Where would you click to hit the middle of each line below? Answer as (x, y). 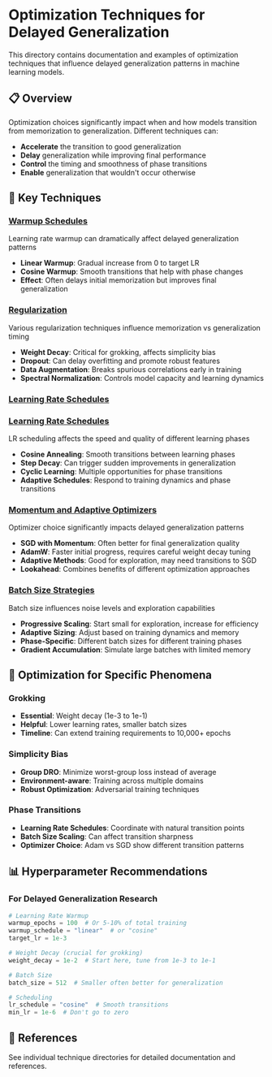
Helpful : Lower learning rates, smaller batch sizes (104, 724)
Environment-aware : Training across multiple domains (112, 781)
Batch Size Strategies (52, 590)
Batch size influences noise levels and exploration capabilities (112, 608)
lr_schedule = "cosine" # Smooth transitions (89, 1005)
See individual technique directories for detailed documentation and (122, 1057)
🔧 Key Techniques (55, 198)
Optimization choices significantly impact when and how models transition (133, 122)
